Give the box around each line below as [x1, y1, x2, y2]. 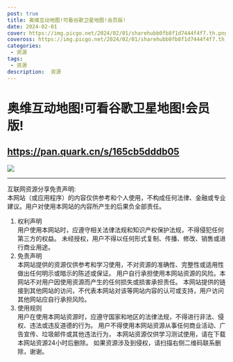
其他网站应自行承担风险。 [17, 295, 91, 303]
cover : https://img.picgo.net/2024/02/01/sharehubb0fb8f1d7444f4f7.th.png [7, 29, 228, 37]
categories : [7, 42, 42, 49]
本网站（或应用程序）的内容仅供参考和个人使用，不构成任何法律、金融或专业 [7, 193, 226, 201]
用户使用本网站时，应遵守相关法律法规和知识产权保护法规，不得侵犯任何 [17, 225, 224, 233]
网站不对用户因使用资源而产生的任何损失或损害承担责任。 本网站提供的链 [17, 277, 226, 286]
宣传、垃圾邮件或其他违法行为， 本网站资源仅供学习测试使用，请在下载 [23, 329, 226, 338]
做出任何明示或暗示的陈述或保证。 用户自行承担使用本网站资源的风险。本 [17, 269, 226, 277]
